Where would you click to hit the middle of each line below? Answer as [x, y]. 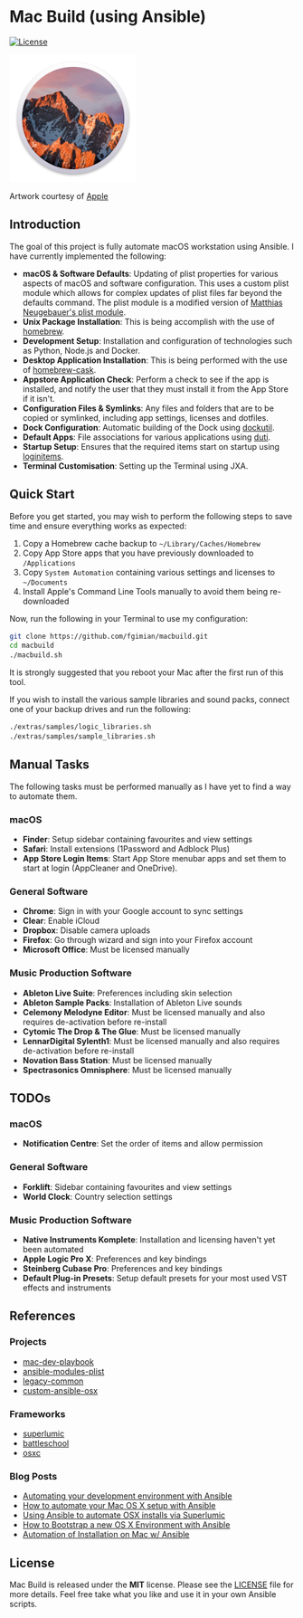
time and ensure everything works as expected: [98, 526]
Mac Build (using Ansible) [108, 17]
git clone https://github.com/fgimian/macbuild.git [109, 636]
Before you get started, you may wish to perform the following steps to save [151, 516]
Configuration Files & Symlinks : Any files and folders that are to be [148, 408]
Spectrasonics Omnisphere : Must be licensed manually [127, 1070]
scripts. [24, 1604]
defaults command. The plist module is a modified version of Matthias [152, 302]
